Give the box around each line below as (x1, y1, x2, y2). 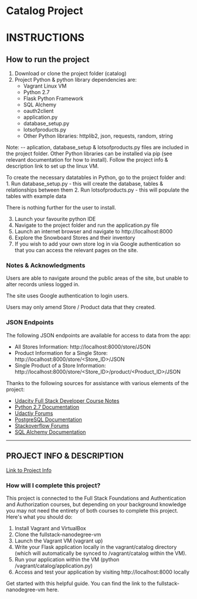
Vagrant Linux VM (23, 82, 67, 89)
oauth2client (23, 108, 54, 115)
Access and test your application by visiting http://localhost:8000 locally (14, 568, 189, 575)
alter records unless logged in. (6, 281, 80, 288)
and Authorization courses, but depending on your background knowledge (6, 501, 186, 508)
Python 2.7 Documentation (14, 403, 80, 410)
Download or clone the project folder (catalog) (14, 70, 127, 77)
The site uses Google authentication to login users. (6, 292, 129, 299)
